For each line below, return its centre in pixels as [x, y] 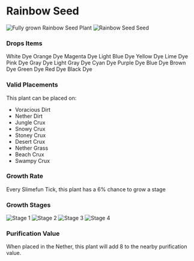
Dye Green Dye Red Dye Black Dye [49, 69]
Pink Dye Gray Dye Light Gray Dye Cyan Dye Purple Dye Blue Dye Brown [96, 63]
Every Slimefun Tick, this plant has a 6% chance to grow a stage [86, 189]
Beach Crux [29, 154]
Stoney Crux [30, 135]
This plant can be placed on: [41, 98]
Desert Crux [30, 141]
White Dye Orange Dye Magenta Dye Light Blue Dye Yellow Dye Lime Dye [97, 57]
